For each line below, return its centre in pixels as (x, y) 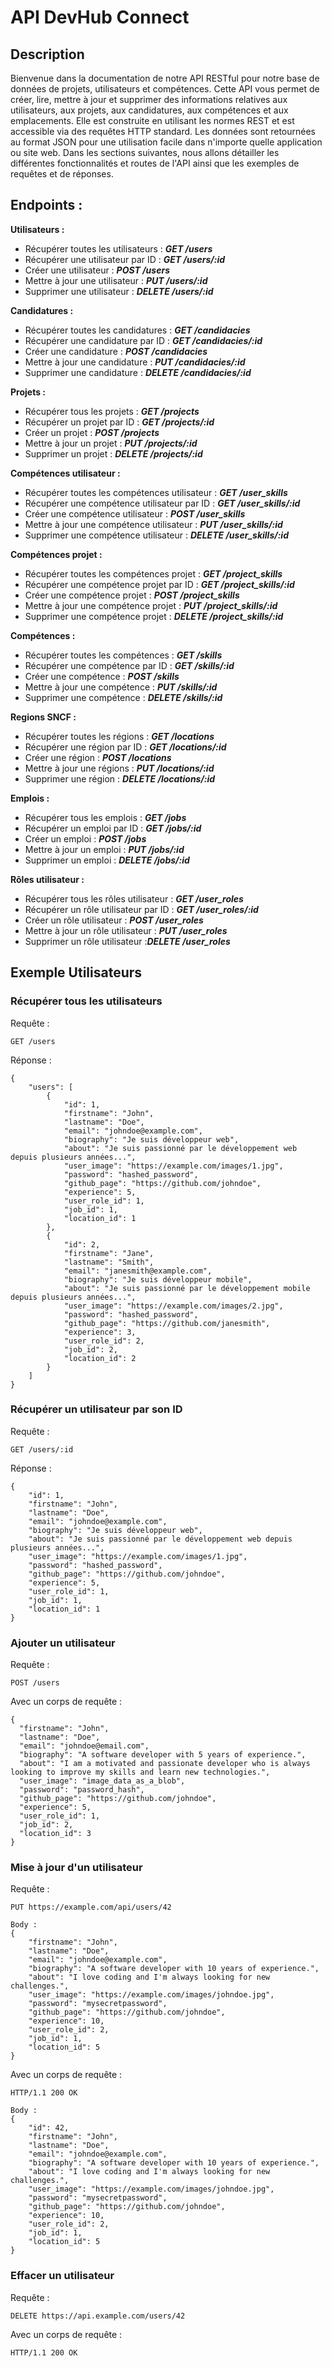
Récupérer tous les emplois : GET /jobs (105, 817)
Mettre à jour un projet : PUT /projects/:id (111, 443)
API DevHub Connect (100, 17)
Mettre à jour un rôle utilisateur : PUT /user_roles (126, 930)
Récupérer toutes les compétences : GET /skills (123, 655)
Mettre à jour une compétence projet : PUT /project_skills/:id (151, 605)
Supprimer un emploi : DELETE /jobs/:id (107, 860)
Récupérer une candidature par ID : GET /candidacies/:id (143, 340)
